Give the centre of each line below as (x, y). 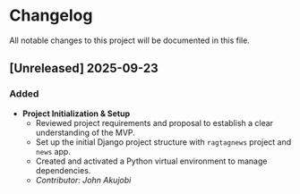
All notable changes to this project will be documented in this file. (130, 40)
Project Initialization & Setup (76, 114)
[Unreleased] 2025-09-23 (84, 68)
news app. (53, 151)
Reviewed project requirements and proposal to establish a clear (154, 122)
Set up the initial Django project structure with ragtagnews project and (163, 142)
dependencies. (63, 170)
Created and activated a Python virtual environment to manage (151, 161)
